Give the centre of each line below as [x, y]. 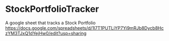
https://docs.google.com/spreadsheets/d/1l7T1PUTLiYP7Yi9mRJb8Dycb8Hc [84, 28]
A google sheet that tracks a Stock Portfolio [50, 23]
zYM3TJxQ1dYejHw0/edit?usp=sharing [46, 33]
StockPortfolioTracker [52, 9]
